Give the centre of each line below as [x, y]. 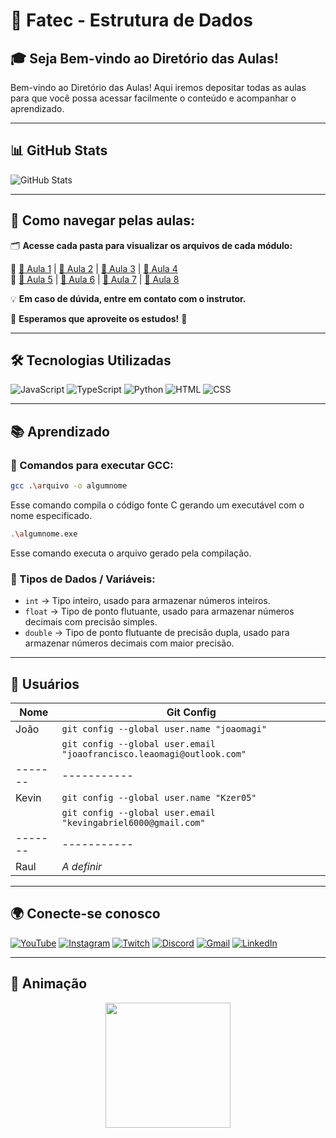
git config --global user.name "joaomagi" [164, 728]
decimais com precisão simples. [91, 622]
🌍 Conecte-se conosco [85, 914]
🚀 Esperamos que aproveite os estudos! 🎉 [99, 318]
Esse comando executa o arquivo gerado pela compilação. [131, 553]
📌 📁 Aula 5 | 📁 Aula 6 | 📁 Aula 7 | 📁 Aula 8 [95, 279]
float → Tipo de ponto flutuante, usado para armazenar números [159, 611]
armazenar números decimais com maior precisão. [129, 643]
